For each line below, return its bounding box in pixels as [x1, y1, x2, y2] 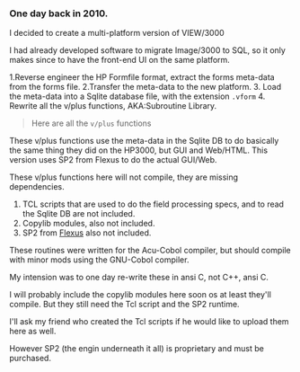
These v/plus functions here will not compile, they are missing [9, 172, 239, 182]
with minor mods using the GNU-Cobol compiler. [9, 254, 190, 265]
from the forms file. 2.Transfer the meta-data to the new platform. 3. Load [9, 82, 282, 93]
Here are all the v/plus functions [31, 118, 152, 128]
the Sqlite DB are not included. [22, 208, 136, 219]
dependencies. [9, 182, 65, 192]
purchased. [9, 353, 52, 364]
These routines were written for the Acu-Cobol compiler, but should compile [9, 245, 291, 256]
